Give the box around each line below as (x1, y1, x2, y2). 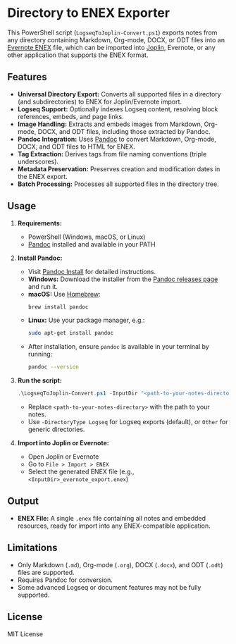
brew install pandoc (27, 303, 89, 311)
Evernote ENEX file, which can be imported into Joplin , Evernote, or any (7, 43, 216, 51)
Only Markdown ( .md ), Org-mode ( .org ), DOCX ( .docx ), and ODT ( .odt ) (17, 560, 223, 569)
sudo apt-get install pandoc (27, 330, 114, 337)
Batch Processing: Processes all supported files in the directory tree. (17, 180, 220, 188)
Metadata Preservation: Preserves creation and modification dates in (17, 164, 221, 173)
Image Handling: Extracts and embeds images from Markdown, (17, 120, 203, 128)
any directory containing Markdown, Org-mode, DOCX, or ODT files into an (7, 35, 225, 44)
